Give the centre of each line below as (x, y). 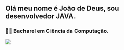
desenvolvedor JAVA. (41, 17)
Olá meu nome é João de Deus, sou (62, 8)
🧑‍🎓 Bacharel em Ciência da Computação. (57, 31)
